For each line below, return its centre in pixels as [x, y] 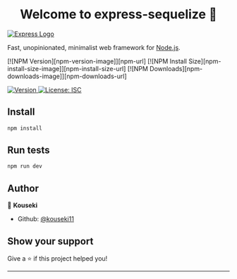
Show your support [50, 241]
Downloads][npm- [176, 68]
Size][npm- [205, 61]
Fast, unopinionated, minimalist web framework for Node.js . [94, 47]
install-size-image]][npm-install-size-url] [67, 68]
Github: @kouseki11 [45, 219]
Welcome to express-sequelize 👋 [119, 14]
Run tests [29, 150]
